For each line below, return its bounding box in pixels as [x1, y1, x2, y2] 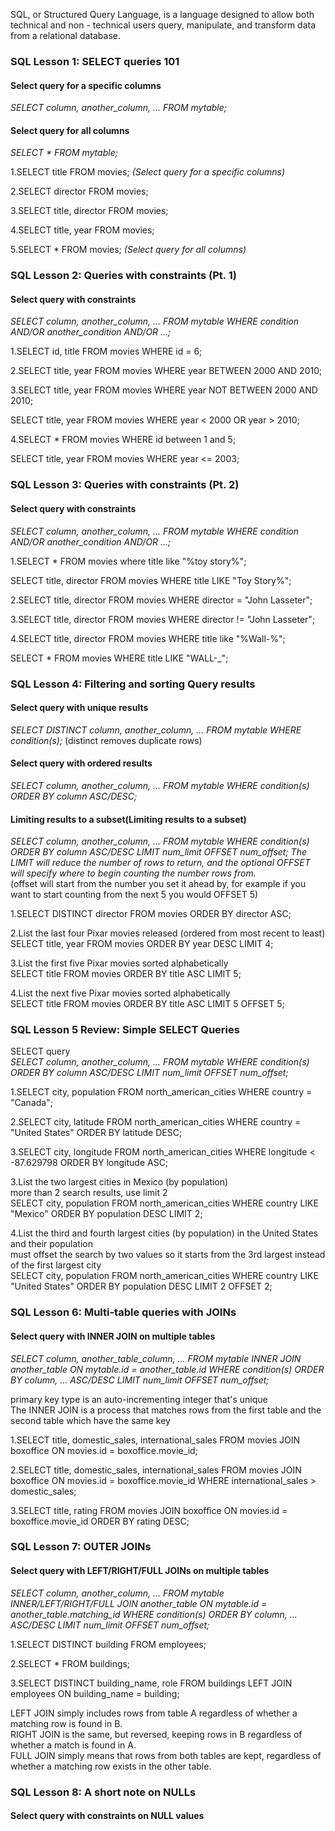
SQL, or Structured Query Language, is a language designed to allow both [10, 9, 315, 20]
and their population [10, 1238, 93, 1250]
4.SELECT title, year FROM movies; [10, 224, 155, 236]
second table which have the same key [10, 1414, 171, 1426]
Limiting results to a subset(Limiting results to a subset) [10, 813, 247, 825]
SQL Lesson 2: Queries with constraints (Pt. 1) [10, 269, 237, 283]
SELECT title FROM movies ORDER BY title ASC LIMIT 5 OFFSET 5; [10, 998, 285, 1010]
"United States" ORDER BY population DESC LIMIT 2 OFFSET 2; [10, 1280, 273, 1293]
